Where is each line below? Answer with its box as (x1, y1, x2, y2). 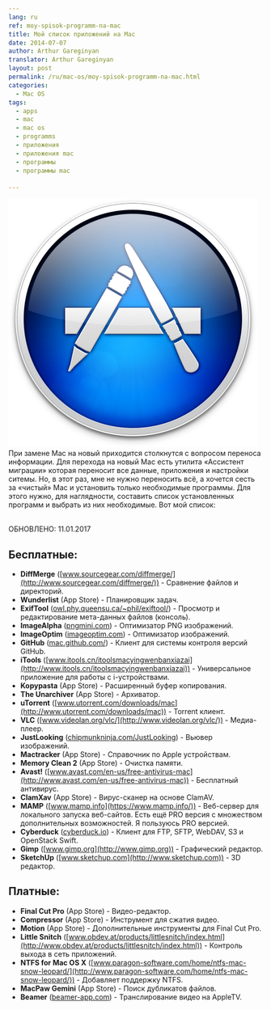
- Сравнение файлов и (160, 578, 239, 588)
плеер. (19, 724, 44, 733)
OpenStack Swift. (19, 835, 78, 845)
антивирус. (19, 784, 59, 794)
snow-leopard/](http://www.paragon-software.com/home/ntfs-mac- (19, 966, 248, 976)
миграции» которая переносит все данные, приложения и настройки (8, 466, 249, 475)
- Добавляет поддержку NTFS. (76, 974, 184, 984)
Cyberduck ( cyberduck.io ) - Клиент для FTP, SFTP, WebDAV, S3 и (19, 827, 244, 837)
